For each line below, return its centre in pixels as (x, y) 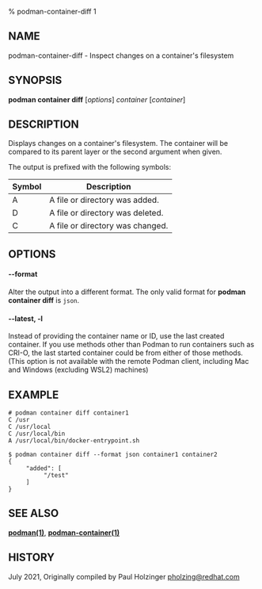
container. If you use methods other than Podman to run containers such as (131, 345)
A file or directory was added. (104, 200)
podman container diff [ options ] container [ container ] (97, 99)
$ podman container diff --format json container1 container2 (113, 455)
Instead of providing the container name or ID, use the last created (116, 336)
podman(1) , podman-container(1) (64, 532)
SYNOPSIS (35, 80)
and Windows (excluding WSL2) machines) (78, 370)
